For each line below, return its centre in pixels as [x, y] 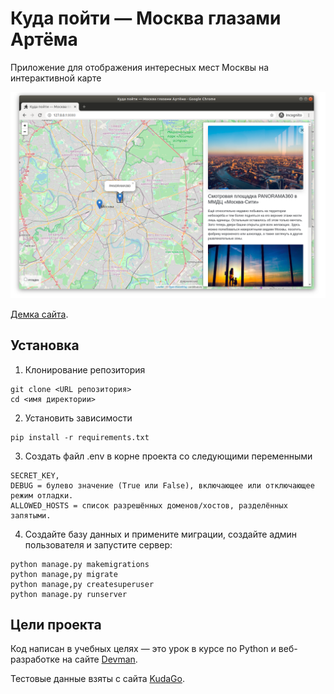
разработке [35, 659]
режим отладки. [42, 495]
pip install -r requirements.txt [80, 437]
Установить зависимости [78, 418]
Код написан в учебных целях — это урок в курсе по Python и [143, 649]
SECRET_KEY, [35, 475]
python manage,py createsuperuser [82, 584]
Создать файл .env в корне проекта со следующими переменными [168, 456]
